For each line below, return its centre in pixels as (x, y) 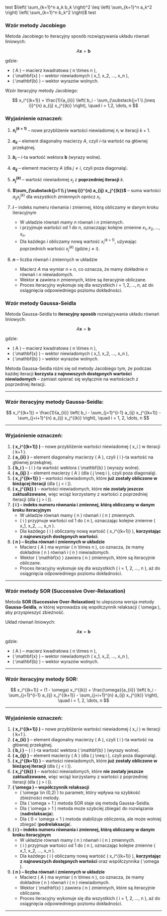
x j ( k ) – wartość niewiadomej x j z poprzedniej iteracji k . (68, 180)
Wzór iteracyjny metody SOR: (42, 679)
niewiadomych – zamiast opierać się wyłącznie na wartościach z (72, 379)
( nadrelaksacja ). (37, 813)
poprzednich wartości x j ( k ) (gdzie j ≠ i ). (60, 249)
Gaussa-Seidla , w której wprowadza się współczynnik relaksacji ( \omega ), (83, 607)
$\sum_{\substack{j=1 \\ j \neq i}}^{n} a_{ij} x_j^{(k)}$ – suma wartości (86, 190)
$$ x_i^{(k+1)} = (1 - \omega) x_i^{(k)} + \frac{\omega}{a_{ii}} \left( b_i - (83, 690)
